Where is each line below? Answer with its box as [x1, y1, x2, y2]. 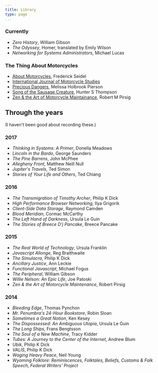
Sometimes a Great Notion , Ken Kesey [12, 315, 90, 321]
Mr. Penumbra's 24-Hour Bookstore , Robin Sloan [12, 310, 112, 316]
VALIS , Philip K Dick [12, 347, 53, 353]
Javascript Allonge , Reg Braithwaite [12, 250, 85, 256]
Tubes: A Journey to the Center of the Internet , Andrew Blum [12, 336, 136, 342]
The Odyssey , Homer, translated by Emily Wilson [12, 44, 112, 50]
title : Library [5, 7, 36, 12]
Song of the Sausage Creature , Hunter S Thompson [12, 89, 117, 95]
